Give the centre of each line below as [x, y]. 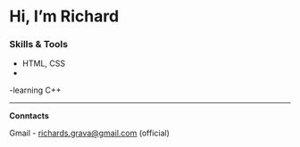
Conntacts [29, 116]
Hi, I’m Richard [64, 16]
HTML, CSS [43, 63]
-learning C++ [35, 90]
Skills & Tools [39, 45]
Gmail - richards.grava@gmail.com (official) [89, 133]
